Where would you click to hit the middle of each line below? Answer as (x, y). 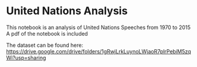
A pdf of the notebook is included (47, 33)
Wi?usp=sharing (26, 58)
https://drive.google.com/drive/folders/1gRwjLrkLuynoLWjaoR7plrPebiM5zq (99, 51)
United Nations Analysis (67, 11)
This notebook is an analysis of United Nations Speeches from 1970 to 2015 (99, 27)
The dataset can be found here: (45, 45)
